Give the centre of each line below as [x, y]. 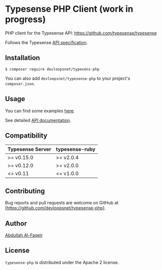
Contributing [25, 191]
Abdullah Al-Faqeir [24, 235]
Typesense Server [29, 149]
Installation [23, 58]
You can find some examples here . [40, 111]
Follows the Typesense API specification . [46, 42]
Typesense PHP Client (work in [69, 9]
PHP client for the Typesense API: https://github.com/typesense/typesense [81, 33]
